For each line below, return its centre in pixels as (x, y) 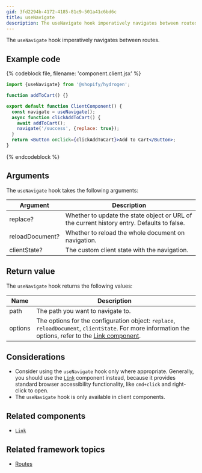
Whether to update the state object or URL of (129, 215)
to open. (38, 391)
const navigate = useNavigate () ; (54, 112)
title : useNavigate (31, 17)
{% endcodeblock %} (33, 156)
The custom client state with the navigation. (127, 250)
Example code (33, 59)
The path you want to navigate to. (84, 311)
